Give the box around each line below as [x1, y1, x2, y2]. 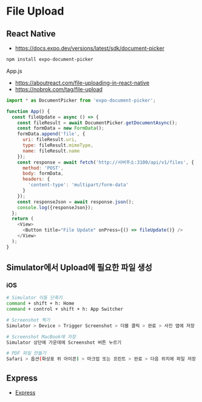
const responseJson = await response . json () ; [17, 199, 135, 205]
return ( [12, 216, 34, 222]
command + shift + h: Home [6, 300, 75, 307]
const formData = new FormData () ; [17, 125, 104, 131]
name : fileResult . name [22, 148, 80, 154]
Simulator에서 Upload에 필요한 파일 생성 [6, 263, 153, 273]
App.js [6, 67, 22, 74]
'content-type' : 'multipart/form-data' [28, 182, 129, 188]
